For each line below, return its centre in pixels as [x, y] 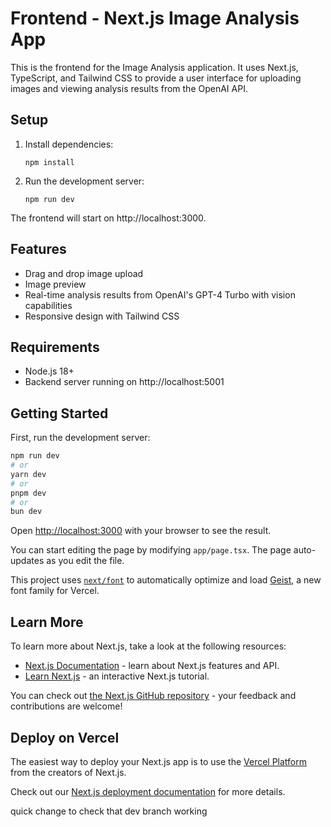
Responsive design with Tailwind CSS [102, 316]
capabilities [48, 305]
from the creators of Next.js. [68, 772]
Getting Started [59, 413]
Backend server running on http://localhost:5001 [124, 382]
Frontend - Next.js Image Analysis [155, 18]
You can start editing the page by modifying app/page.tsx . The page [151, 550]
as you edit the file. [85, 561]
